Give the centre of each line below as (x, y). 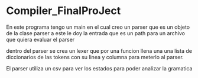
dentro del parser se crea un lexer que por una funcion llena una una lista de (99, 50)
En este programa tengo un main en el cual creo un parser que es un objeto (98, 27)
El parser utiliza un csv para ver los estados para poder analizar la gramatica (99, 68)
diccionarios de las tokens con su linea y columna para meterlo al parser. (95, 57)
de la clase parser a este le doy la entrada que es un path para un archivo (95, 33)
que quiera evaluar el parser (40, 39)
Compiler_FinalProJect (64, 11)
